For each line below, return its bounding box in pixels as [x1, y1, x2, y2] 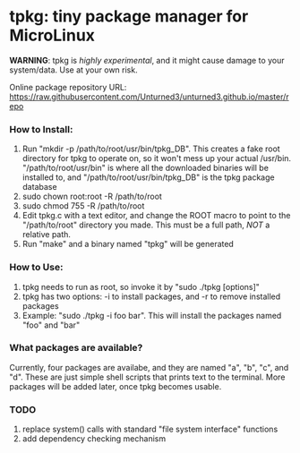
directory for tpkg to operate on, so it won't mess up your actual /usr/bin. [21, 153, 292, 164]
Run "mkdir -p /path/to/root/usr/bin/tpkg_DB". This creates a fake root [21, 143, 280, 154]
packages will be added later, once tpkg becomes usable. [9, 380, 222, 391]
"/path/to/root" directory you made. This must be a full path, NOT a [21, 219, 270, 230]
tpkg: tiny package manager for [9, 6, 249, 27]
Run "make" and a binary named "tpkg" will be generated [21, 239, 235, 250]
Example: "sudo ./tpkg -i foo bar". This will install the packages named [21, 310, 282, 321]
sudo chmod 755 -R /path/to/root [21, 201, 145, 211]
